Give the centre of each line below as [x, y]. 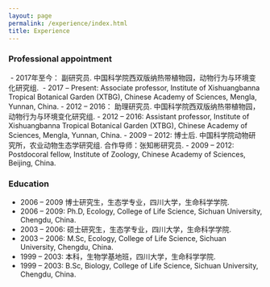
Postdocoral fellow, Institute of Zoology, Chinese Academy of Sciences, [127, 154]
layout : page [30, 16]
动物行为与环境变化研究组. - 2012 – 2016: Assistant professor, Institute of [129, 116]
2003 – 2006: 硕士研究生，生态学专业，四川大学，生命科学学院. [126, 229]
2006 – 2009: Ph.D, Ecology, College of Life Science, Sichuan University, [141, 211]
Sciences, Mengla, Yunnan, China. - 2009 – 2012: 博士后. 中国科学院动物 [129, 135]
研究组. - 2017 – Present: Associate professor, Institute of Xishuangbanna [137, 87]
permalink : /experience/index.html [68, 23]
